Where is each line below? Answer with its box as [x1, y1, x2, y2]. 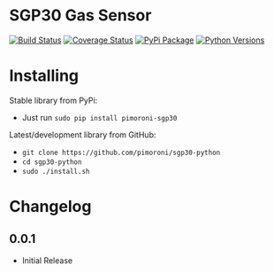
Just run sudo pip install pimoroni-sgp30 [21, 112, 178, 122]
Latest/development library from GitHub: [9, 129, 156, 140]
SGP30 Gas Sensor [9, 5, 152, 26]
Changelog [9, 197, 92, 217]
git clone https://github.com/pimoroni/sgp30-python [21, 148, 221, 157]
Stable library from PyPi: [9, 95, 98, 105]
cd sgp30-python [21, 157, 82, 167]
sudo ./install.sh [21, 167, 90, 175]
